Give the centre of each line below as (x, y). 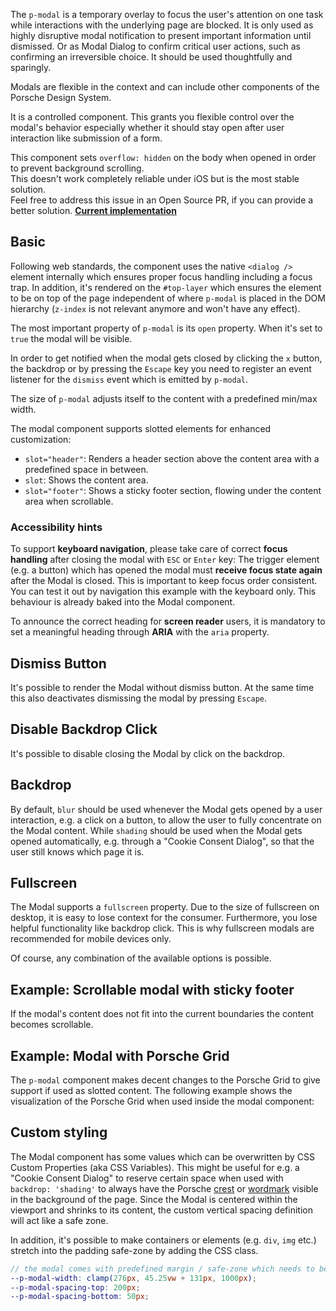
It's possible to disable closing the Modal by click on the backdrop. (148, 753)
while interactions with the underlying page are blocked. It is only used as (162, 25)
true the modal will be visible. (71, 338)
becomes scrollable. (52, 1025)
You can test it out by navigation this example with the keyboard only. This (163, 591)
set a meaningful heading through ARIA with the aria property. (140, 632)
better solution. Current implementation (93, 210)
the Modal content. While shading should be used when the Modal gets (156, 830)
